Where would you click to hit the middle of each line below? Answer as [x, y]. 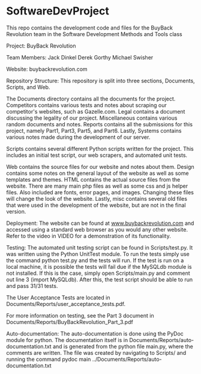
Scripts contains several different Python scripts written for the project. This [100, 149]
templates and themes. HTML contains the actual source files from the [93, 179]
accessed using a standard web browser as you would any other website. [97, 229]
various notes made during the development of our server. [78, 137]
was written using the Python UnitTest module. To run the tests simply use [98, 254]
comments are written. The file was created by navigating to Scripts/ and [96, 352]
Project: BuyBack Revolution [41, 46]
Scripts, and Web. [28, 87]
